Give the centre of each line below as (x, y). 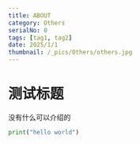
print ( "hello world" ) (44, 132)
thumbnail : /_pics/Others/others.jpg (70, 52)
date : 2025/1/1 (33, 45)
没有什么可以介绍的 (40, 117)
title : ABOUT (30, 15)
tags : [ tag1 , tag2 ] (40, 38)
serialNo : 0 (28, 30)
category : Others (37, 23)
